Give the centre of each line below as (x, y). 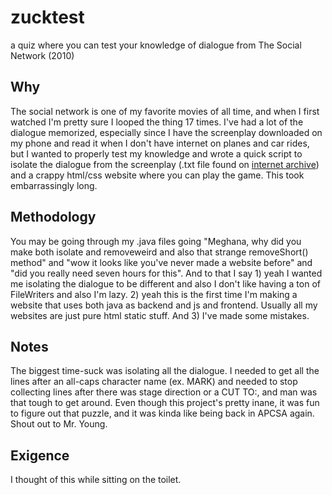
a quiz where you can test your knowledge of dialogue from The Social (156, 45)
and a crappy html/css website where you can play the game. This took (157, 175)
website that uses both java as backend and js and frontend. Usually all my (164, 305)
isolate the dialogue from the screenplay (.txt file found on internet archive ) (165, 164)
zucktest (47, 17)
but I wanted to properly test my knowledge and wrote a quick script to (156, 153)
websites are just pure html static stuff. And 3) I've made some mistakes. (160, 315)
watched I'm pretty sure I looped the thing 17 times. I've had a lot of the (157, 122)
